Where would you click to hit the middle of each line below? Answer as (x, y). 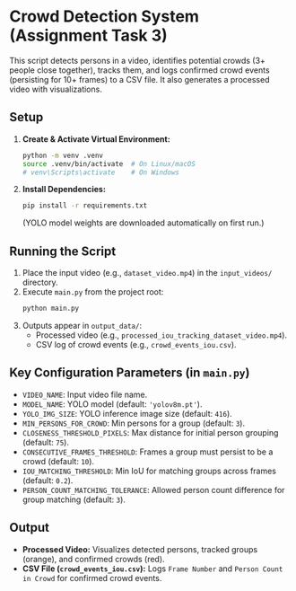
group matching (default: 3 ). (74, 499)
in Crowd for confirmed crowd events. (92, 578)
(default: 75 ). (46, 442)
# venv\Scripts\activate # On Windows (100, 172)
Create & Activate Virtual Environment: (96, 139)
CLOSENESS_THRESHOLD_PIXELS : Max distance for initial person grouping (150, 432)
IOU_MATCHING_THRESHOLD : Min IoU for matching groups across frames (149, 471)
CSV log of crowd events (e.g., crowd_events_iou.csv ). (136, 344)
